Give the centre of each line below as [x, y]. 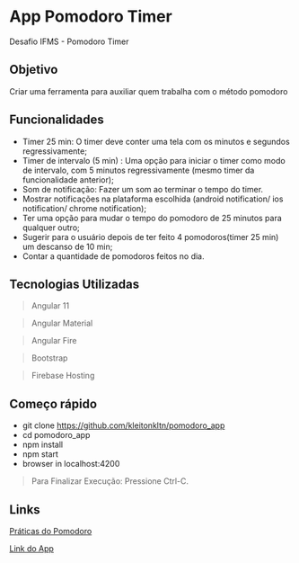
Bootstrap [49, 358]
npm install [43, 445]
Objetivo [34, 70]
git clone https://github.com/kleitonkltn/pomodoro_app [123, 425]
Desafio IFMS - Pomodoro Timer [69, 41]
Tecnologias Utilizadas [75, 284]
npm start [40, 454]
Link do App [31, 549]
